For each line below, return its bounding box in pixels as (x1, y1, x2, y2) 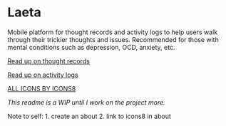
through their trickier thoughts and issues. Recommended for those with (7, 35, 219, 43)
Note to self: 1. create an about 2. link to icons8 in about (7, 112, 171, 120)
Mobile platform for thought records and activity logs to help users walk (7, 28, 218, 36)
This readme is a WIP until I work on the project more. (7, 98, 165, 107)
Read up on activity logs (7, 70, 78, 79)
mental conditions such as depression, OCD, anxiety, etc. (7, 43, 175, 51)
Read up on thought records (7, 56, 91, 65)
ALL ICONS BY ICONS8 (7, 84, 76, 93)
